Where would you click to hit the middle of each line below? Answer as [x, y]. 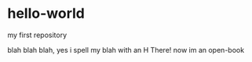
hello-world [46, 14]
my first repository [37, 35]
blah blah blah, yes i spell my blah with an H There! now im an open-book [126, 50]
